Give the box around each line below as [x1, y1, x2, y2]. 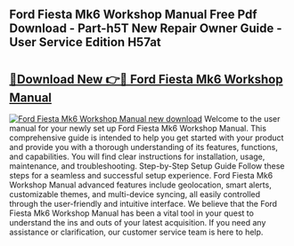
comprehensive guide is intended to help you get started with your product [9, 132, 284, 143]
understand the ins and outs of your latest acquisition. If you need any [9, 218, 266, 227]
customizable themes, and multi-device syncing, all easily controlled [9, 189, 261, 199]
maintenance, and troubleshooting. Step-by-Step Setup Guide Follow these [9, 161, 285, 171]
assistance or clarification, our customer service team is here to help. [9, 226, 264, 237]
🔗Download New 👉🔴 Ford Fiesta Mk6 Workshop [9, 71, 283, 87]
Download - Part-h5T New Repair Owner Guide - [9, 21, 282, 36]
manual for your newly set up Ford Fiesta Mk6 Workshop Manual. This [9, 123, 267, 133]
